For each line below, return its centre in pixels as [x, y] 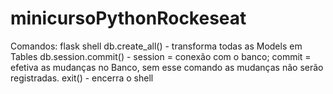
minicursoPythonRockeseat [128, 18]
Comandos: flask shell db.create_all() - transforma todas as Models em [156, 46]
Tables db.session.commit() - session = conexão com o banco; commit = [161, 56]
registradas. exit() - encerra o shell [82, 78]
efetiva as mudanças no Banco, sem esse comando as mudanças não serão [167, 67]
